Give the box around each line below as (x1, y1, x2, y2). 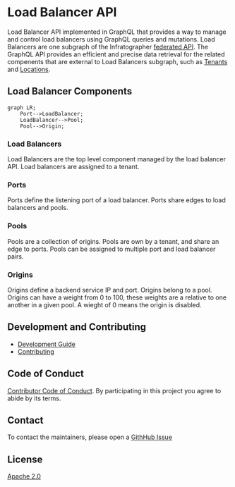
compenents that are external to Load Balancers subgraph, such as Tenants (7, 57, 228, 66)
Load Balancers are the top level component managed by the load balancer (7, 155, 227, 164)
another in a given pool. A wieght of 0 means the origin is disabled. (7, 300, 203, 309)
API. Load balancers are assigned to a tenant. (7, 163, 140, 171)
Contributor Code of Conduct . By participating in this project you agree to (7, 386, 222, 395)
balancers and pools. (7, 204, 68, 212)
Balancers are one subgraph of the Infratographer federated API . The (7, 42, 209, 51)
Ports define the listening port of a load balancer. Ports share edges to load (7, 196, 226, 204)
